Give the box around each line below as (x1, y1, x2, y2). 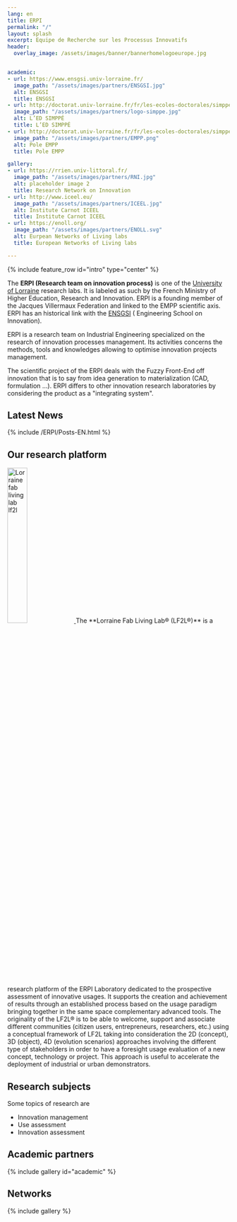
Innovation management (17, 1113, 88, 1122)
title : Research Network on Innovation (13, 187, 131, 194)
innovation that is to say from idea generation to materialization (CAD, (7, 374, 209, 382)
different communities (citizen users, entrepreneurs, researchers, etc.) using (7, 1022, 229, 1031)
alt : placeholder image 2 (13, 180, 90, 188)
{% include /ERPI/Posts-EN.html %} (7, 428, 111, 437)
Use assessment (17, 1121, 66, 1129)
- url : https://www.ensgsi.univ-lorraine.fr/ (7, 75, 143, 82)
